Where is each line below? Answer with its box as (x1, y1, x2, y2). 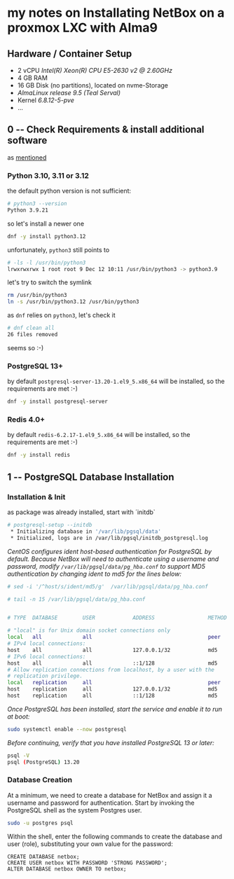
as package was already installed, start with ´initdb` (7, 508, 156, 516)
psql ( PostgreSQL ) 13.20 (7, 759, 80, 766)
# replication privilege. (7, 672, 83, 680)
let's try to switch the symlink (7, 278, 92, 286)
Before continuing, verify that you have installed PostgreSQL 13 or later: (7, 738, 215, 747)
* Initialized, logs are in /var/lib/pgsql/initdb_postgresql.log (10, 534, 209, 541)
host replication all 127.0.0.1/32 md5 (7, 686, 218, 693)
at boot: (7, 712, 30, 721)
